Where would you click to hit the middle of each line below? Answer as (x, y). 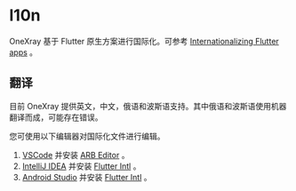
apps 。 (24, 52)
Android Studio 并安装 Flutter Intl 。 (87, 177)
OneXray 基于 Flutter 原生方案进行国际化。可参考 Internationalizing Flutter (144, 41)
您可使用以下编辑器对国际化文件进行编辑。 (87, 136)
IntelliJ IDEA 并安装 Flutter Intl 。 (81, 166)
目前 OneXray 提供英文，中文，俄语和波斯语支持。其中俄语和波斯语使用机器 (148, 106)
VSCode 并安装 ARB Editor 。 (76, 155)
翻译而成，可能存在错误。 (56, 117)
